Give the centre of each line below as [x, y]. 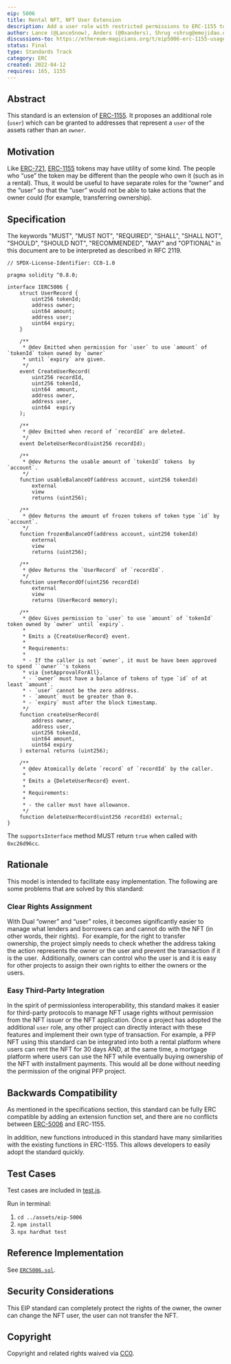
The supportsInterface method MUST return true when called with [102, 835]
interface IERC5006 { [38, 287]
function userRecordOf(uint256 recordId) [79, 582]
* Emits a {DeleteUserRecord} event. [76, 781]
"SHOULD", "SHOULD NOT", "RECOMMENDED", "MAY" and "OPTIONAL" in [114, 243]
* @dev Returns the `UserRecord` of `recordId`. [93, 570]
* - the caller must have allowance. [76, 805]
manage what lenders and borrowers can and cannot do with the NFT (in [110, 929]
